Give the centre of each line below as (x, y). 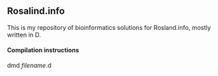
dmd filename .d (29, 65)
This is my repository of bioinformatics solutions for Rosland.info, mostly (109, 27)
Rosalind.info (36, 11)
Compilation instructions (43, 50)
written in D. (24, 35)
